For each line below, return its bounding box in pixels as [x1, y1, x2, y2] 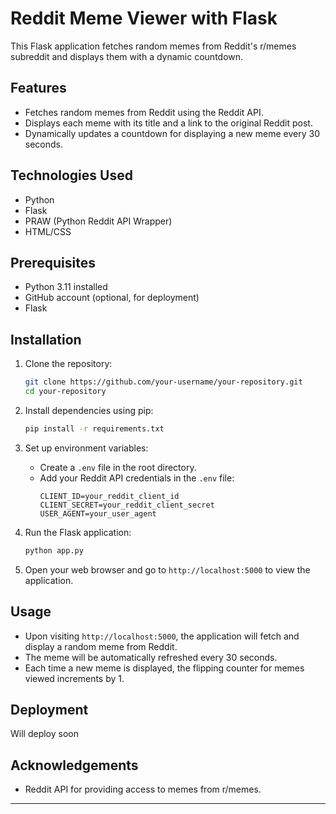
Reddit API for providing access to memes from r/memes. [24, 783, 262, 796]
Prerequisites [10, 254, 96, 271]
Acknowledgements [10, 757, 139, 774]
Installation [10, 331, 82, 348]
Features [10, 80, 67, 97]
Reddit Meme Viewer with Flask [10, 7, 278, 30]
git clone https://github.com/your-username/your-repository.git [24, 377, 303, 387]
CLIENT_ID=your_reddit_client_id [39, 491, 180, 501]
